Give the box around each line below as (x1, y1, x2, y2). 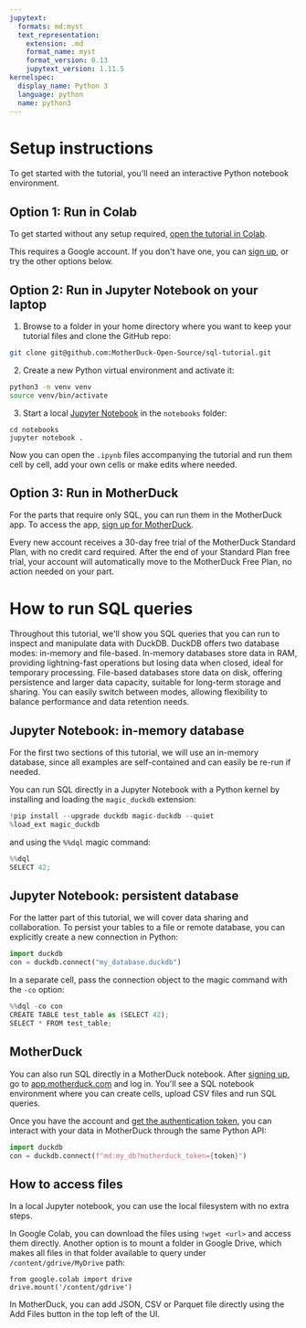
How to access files (9, 1176, 123, 1192)
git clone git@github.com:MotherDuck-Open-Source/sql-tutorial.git (9, 348, 272, 357)
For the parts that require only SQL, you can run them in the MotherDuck (9, 509, 282, 521)
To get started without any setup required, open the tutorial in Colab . (9, 228, 268, 239)
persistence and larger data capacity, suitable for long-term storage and (9, 677, 281, 688)
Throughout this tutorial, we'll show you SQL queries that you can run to (9, 628, 280, 640)
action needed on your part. (9, 566, 115, 577)
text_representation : (17, 30, 100, 39)
